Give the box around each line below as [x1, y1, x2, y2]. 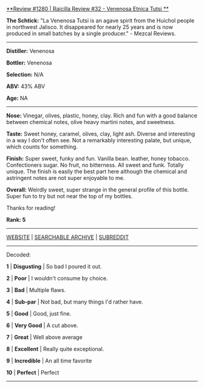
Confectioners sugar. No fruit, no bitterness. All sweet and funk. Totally [6, 161, 184, 168]
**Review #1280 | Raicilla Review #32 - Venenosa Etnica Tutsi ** [6, 5, 169, 12]
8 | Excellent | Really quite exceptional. [6, 345, 104, 352]
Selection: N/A [6, 71, 44, 78]
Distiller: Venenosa [6, 47, 55, 54]
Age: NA [6, 94, 29, 102]
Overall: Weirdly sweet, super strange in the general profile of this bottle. [6, 186, 189, 193]
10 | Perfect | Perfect [6, 369, 59, 376]
